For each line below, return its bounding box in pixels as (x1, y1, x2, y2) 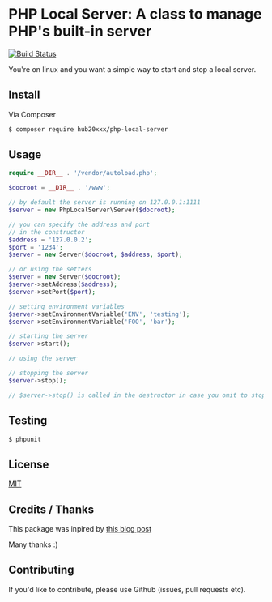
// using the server (8, 354, 79, 363)
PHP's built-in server (8, 22, 152, 41)
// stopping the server (8, 369, 89, 378)
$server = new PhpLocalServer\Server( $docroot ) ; (8, 206, 176, 215)
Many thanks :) (8, 540, 58, 549)
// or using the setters (8, 265, 92, 274)
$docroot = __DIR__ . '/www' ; (8, 184, 111, 192)
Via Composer (8, 109, 57, 119)
